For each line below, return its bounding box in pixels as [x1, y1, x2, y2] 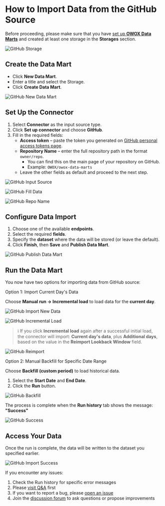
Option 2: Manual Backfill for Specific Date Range [5, 358, 107, 364]
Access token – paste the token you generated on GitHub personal [19, 137, 158, 143]
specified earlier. [5, 451, 40, 456]
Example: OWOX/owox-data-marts [27, 164, 92, 170]
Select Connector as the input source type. [12, 121, 102, 127]
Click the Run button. [12, 383, 56, 389]
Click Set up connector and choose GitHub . [12, 126, 104, 133]
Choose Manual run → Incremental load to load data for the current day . [5, 299, 156, 305]
